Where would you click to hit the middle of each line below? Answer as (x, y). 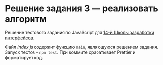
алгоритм (26, 19)
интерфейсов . (20, 38)
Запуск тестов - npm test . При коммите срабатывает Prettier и (70, 52)
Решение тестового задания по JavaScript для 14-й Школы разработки (80, 32)
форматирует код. (24, 57)
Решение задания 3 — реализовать (82, 9)
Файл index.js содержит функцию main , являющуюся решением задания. (82, 47)
